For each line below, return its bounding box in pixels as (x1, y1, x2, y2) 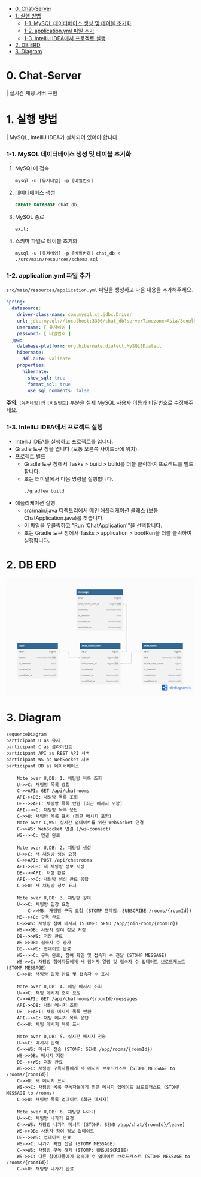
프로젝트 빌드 (14, 453, 46, 460)
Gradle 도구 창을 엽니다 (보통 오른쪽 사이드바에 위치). (14, 445, 139, 452)
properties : (17, 362, 47, 368)
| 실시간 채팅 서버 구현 (6, 89, 58, 97)
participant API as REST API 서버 (6, 750, 90, 756)
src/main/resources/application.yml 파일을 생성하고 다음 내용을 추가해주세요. (6, 286, 193, 293)
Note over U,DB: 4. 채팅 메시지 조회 (17, 983, 102, 989)
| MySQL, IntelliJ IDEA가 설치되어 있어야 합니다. (6, 133, 119, 140)
